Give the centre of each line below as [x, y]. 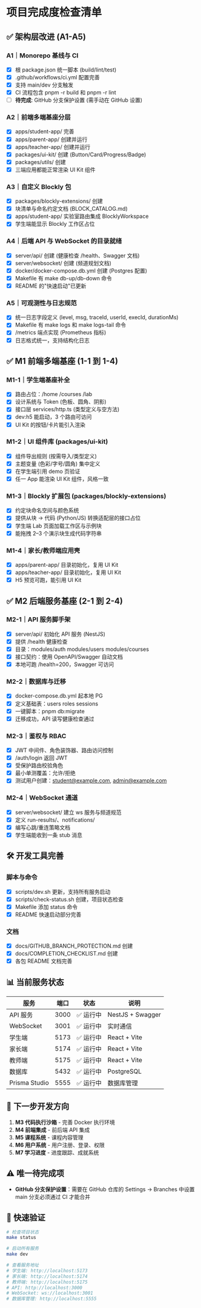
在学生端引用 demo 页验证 [48, 471]
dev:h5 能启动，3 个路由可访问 [53, 417]
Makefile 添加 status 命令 [46, 907]
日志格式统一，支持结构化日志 [52, 340]
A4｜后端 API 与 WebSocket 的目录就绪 [64, 241]
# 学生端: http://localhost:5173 [47, 1270]
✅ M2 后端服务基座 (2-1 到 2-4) [64, 601]
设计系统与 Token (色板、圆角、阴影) [61, 402]
